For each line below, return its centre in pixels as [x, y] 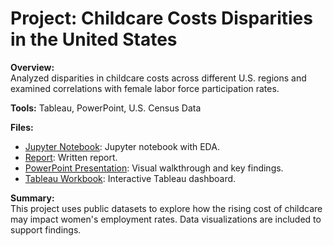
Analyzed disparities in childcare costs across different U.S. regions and [158, 78]
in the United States [94, 39]
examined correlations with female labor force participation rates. [145, 88]
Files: [22, 127]
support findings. [46, 229]
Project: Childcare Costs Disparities [161, 18]
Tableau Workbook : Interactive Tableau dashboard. [130, 178]
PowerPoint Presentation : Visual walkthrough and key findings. [154, 168]
